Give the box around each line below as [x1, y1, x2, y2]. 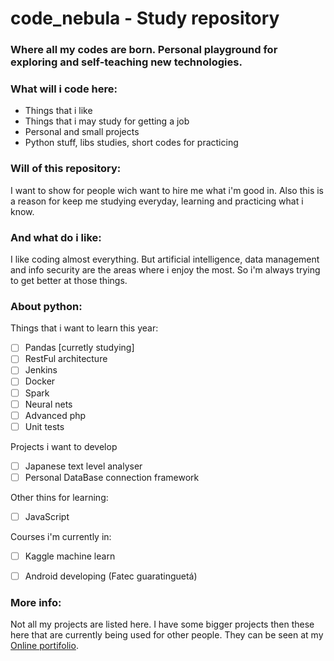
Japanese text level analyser [24, 460, 143, 472]
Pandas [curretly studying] [24, 342, 135, 354]
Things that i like [24, 105, 93, 117]
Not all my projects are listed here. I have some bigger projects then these [10, 618, 315, 631]
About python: [10, 299, 83, 313]
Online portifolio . [10, 640, 79, 652]
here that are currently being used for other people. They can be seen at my [10, 629, 324, 641]
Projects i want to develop [10, 440, 118, 452]
